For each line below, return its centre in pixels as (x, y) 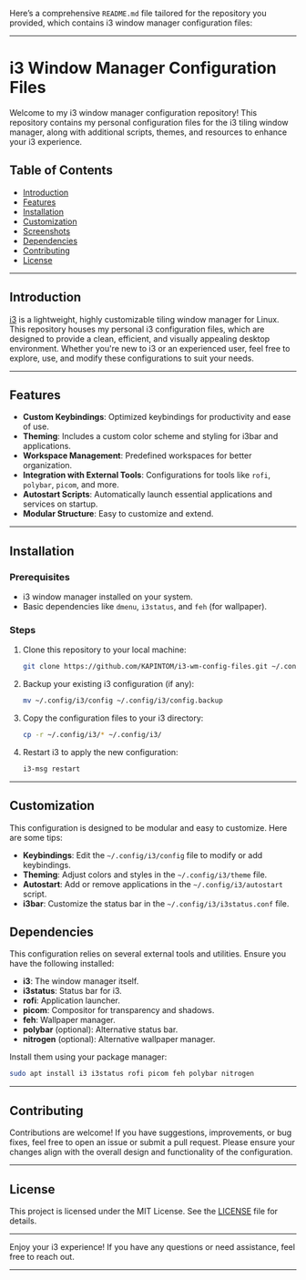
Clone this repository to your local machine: (104, 650)
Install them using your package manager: (88, 1057)
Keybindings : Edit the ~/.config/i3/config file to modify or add (143, 855)
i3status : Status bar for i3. (72, 991)
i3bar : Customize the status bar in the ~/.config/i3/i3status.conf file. (156, 903)
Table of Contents (61, 171)
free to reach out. (42, 1256)
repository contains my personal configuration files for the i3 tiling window (149, 122)
